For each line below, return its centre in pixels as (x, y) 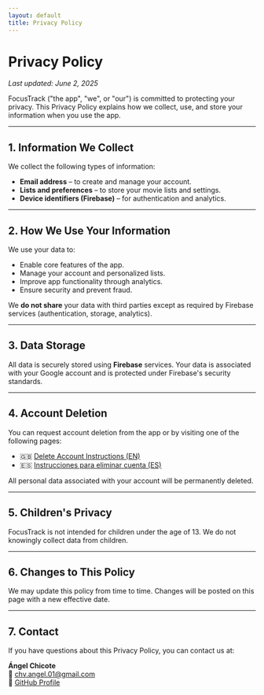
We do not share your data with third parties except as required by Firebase (131, 305)
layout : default (35, 15)
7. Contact (33, 632)
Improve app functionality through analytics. (91, 282)
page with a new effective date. (59, 600)
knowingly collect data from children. (68, 540)
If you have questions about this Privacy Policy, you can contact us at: (121, 651)
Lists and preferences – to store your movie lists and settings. (120, 190)
